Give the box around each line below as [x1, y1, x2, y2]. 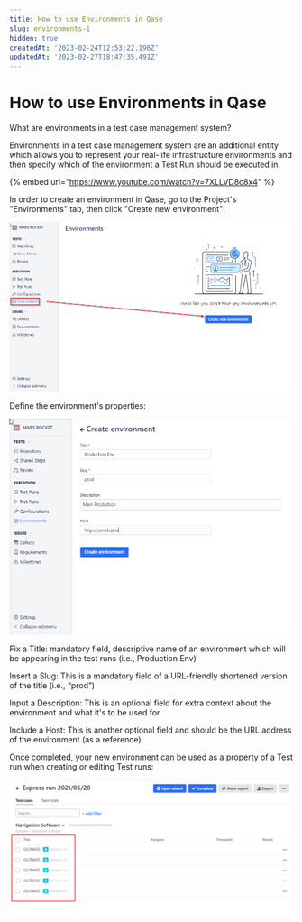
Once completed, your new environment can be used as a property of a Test [9, 751, 293, 762]
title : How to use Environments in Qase [9, 14, 164, 23]
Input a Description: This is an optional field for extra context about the [9, 697, 272, 708]
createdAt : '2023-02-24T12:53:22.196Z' [9, 43, 160, 52]
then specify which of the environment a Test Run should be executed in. [9, 159, 281, 171]
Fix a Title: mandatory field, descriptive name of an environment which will [9, 643, 286, 654]
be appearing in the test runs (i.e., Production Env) [9, 653, 197, 664]
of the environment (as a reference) [9, 734, 142, 745]
